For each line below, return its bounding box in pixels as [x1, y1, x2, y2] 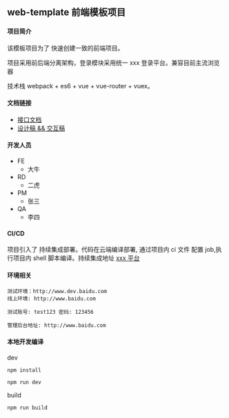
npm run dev [7, 379, 41, 386]
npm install [7, 366, 41, 374]
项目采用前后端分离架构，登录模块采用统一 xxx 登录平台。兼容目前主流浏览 [7, 58, 220, 67]
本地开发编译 [7, 337, 43, 346]
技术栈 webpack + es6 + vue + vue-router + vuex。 [7, 81, 154, 90]
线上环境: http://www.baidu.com [7, 295, 97, 302]
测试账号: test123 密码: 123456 [7, 309, 94, 316]
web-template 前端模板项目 [7, 6, 126, 19]
